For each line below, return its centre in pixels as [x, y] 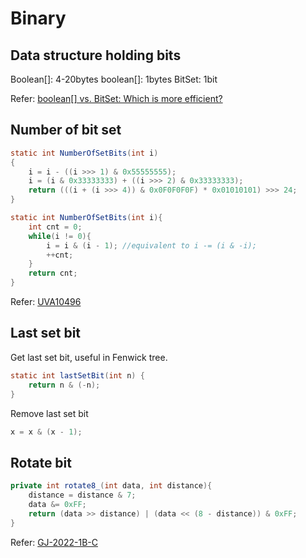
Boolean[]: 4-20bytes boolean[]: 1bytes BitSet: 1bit [114, 79]
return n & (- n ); [64, 385]
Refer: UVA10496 [46, 302]
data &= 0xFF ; [57, 504]
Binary [38, 18]
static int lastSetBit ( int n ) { [77, 375]
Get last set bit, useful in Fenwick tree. [89, 357]
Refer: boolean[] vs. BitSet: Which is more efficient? [116, 98]
